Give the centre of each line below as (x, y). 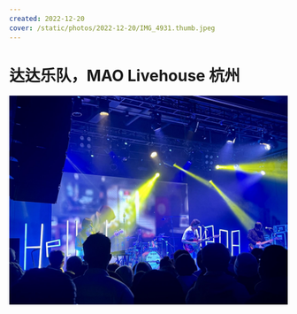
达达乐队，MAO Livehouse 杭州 (125, 76)
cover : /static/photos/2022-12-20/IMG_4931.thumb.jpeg (112, 28)
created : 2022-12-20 (47, 19)
